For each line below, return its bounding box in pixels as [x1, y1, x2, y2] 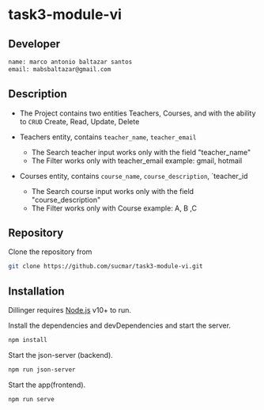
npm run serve [8, 395, 55, 403]
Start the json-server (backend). [8, 350, 113, 359]
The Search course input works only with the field [31, 186, 194, 196]
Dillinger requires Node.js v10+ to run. [8, 306, 132, 315]
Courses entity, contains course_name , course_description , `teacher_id [19, 171, 248, 180]
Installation [8, 284, 65, 298]
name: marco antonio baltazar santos [8, 58, 133, 66]
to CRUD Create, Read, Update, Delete [19, 116, 140, 126]
